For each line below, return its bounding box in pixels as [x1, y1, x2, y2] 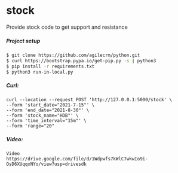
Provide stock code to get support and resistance [6, 23, 128, 31]
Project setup [6, 37, 41, 44]
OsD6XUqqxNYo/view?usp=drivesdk [6, 161, 87, 168]
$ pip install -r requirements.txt [6, 63, 95, 69]
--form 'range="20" [6, 123, 55, 129]
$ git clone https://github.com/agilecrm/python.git [6, 52, 140, 58]
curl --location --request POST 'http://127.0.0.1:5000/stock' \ [6, 97, 172, 103]
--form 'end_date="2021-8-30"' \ [6, 107, 90, 114]
